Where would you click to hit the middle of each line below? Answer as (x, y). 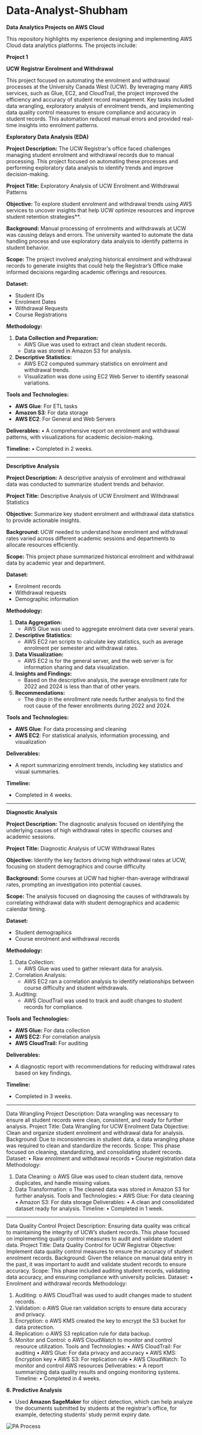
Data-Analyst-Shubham (67, 11)
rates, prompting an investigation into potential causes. (74, 884)
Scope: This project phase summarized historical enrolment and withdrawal (100, 556)
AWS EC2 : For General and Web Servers (65, 419)
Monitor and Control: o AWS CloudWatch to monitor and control (93, 1340)
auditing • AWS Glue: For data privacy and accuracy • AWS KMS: (96, 1352)
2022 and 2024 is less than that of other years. (82, 686)
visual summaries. (37, 771)
